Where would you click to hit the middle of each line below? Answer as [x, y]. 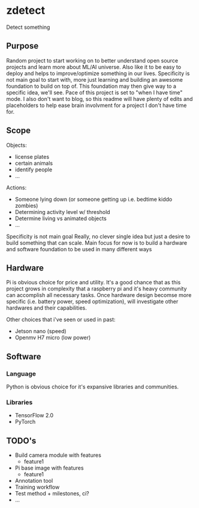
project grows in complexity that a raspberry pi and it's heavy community [97, 289]
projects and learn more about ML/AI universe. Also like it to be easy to [94, 67]
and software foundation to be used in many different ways [79, 249]
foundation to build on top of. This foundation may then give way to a [91, 86]
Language [21, 373]
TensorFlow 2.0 [34, 415]
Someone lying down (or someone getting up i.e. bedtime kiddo [94, 199]
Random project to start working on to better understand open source [92, 60]
